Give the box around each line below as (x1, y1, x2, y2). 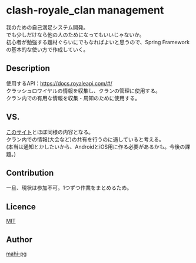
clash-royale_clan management (6, 4, 164, 17)
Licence (6, 202, 36, 212)
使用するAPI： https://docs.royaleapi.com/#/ (6, 80, 113, 87)
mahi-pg (6, 250, 27, 257)
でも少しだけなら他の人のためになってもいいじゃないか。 (6, 31, 145, 38)
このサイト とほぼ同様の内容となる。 (6, 128, 94, 136)
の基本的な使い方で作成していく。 (6, 45, 89, 53)
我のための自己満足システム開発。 (6, 24, 89, 31)
